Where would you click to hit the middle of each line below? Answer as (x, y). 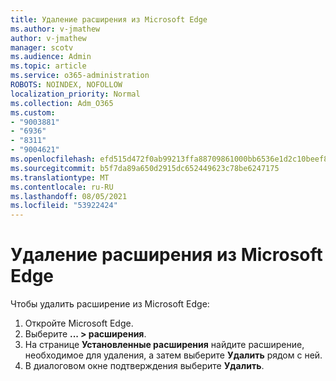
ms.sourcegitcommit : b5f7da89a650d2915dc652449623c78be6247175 (145, 168)
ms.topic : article (48, 66)
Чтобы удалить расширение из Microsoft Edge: (110, 304)
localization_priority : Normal (75, 94)
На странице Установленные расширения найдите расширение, (164, 345)
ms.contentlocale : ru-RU (62, 187)
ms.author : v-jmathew (55, 29)
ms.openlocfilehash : (53, 159)
